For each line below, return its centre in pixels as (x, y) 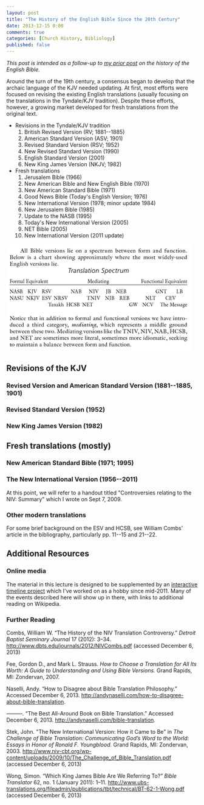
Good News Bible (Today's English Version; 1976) (86, 197)
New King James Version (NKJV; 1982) (73, 164)
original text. (22, 114)
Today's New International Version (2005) (76, 223)
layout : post (23, 13)
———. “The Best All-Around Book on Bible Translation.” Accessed (90, 714)
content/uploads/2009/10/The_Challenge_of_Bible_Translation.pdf (89, 758)
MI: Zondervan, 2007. (33, 677)
